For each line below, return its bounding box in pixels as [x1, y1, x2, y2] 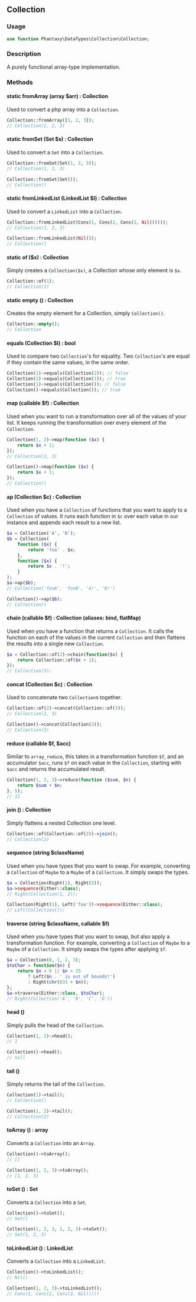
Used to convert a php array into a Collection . [6, 106, 120, 113]
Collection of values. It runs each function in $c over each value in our [6, 513, 179, 520]
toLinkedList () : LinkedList [6, 1245, 73, 1252]
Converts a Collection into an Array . [6, 1139, 96, 1146]
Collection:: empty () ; [6, 321, 60, 327]
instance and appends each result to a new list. [6, 519, 122, 526]
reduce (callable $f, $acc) [6, 739, 71, 747]
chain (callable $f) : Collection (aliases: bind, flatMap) [6, 615, 141, 622]
